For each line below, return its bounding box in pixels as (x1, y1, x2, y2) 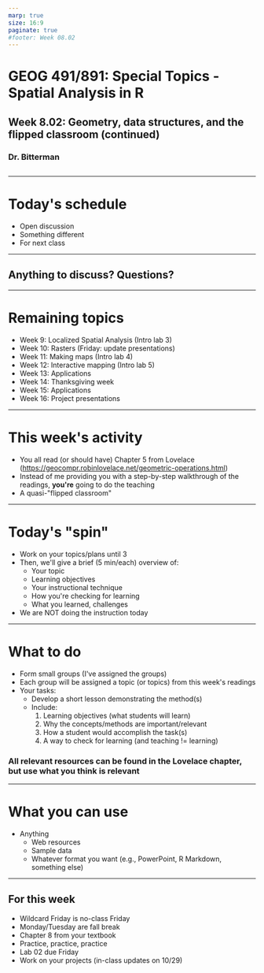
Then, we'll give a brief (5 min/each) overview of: (19, 557, 179, 567)
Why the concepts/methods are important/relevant (42, 719, 207, 729)
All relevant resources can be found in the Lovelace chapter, (8, 756, 242, 767)
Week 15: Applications (19, 385, 92, 395)
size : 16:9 (8, 19, 44, 27)
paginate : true (8, 26, 58, 34)
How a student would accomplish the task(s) (42, 727, 188, 737)
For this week (8, 893, 76, 906)
